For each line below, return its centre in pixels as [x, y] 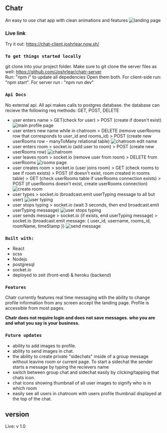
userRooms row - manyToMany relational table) [61, 141]
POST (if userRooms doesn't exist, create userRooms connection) [80, 184]
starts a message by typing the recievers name [61, 367]
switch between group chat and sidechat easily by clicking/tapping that [86, 372]
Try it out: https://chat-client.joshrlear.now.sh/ [52, 44]
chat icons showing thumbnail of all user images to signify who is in [82, 383]
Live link [15, 33]
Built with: [20, 238]
